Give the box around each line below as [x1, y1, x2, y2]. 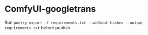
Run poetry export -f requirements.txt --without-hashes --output [4, 19, 143, 25]
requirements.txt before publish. [4, 24, 72, 30]
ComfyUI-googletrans [4, 3, 96, 15]
